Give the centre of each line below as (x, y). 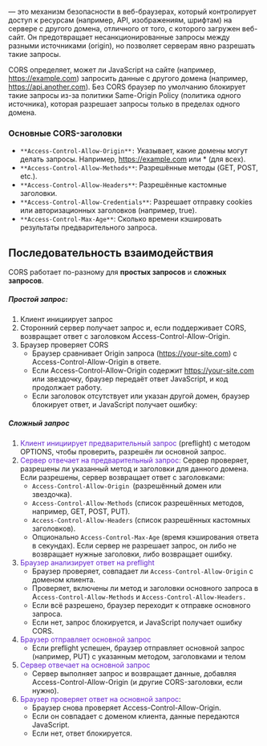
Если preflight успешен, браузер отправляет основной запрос (138, 648)
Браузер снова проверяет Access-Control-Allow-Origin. (127, 708)
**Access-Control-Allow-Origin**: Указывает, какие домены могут (134, 151)
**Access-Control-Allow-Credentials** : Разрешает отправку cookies (136, 202)
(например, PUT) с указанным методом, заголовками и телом (139, 657)
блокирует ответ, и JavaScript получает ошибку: (115, 405)
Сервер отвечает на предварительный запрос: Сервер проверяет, (134, 460)
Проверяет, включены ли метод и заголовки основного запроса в (145, 589)
